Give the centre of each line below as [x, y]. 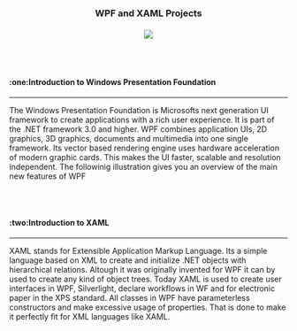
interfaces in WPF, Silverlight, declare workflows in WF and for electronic [142, 288]
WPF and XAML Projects [148, 13]
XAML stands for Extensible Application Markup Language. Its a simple [138, 250]
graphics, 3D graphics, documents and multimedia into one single [129, 138]
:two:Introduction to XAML [59, 223]
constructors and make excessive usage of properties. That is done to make [148, 307]
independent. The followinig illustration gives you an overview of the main [144, 166]
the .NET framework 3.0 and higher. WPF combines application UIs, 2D [138, 129]
